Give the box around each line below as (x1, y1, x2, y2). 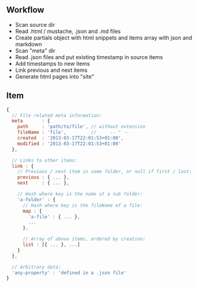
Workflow (6, 5, 44, 15)
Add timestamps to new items (15, 60, 90, 67)
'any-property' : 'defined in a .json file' (12, 269, 127, 276)
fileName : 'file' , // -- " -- (17, 129, 130, 136)
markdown (15, 40, 43, 48)
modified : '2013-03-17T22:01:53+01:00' (17, 140, 121, 147)
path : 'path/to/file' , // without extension (17, 124, 146, 130)
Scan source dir (15, 21, 55, 28)
